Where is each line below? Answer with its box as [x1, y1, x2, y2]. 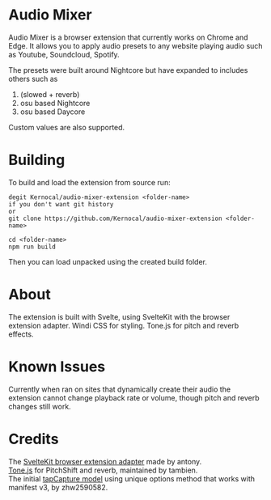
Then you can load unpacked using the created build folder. [8, 256, 208, 266]
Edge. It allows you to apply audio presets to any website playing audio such [8, 40, 263, 50]
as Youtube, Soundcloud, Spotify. [8, 49, 120, 59]
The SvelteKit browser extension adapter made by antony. [8, 456, 202, 466]
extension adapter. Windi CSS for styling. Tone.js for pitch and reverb [8, 320, 239, 330]
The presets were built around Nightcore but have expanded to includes [8, 65, 248, 74]
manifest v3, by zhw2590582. [8, 482, 108, 492]
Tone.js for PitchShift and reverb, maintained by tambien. [8, 465, 198, 475]
